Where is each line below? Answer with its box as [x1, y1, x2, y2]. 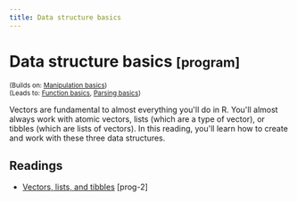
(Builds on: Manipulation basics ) [9, 81, 108, 90]
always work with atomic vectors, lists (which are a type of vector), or [9, 113, 266, 125]
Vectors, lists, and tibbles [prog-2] [21, 181, 149, 192]
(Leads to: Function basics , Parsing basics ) [9, 88, 141, 98]
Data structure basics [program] [9, 51, 241, 71]
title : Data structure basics [9, 12, 122, 22]
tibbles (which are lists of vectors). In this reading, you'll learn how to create [9, 123, 288, 133]
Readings [9, 157, 63, 173]
